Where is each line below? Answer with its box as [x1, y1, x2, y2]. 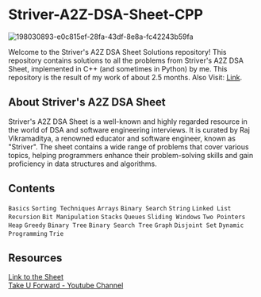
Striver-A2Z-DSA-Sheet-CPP [8, 6, 204, 24]
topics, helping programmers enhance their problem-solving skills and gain [8, 150, 254, 160]
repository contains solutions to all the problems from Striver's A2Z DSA [8, 56, 244, 65]
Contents [8, 182, 56, 195]
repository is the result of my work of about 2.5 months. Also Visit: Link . [8, 72, 243, 82]
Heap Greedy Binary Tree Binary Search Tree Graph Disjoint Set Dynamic [8, 221, 244, 229]
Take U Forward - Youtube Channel [8, 280, 124, 291]
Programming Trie [8, 229, 64, 237]
